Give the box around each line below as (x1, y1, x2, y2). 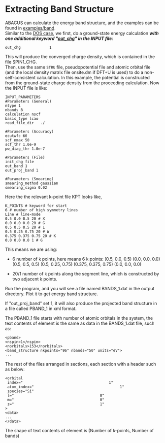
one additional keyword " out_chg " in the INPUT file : (5, 35, 113, 41)
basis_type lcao (5, 116, 38, 121)
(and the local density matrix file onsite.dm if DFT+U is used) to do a (5, 69, 144, 75)
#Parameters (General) (5, 99, 52, 104)
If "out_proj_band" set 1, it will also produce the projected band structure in (5, 300, 157, 306)
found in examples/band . (5, 25, 56, 31)
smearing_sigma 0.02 (5, 185, 48, 190)
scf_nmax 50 (5, 137, 30, 142)
